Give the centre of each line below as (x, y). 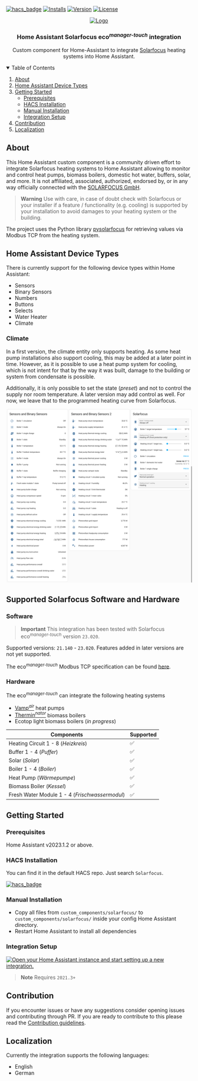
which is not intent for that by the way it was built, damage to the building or (98, 370)
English (24, 1067)
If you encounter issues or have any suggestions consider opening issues (95, 1010)
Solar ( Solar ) (24, 760)
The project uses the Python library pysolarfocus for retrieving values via (95, 229)
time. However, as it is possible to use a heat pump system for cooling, (92, 364)
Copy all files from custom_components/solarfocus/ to (79, 913)
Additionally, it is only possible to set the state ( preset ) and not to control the (99, 388)
